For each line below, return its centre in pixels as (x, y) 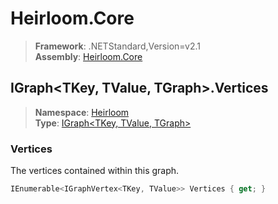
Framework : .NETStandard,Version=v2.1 (117, 46)
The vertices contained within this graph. (95, 171)
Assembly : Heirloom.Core (88, 56)
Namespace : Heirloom (82, 112)
